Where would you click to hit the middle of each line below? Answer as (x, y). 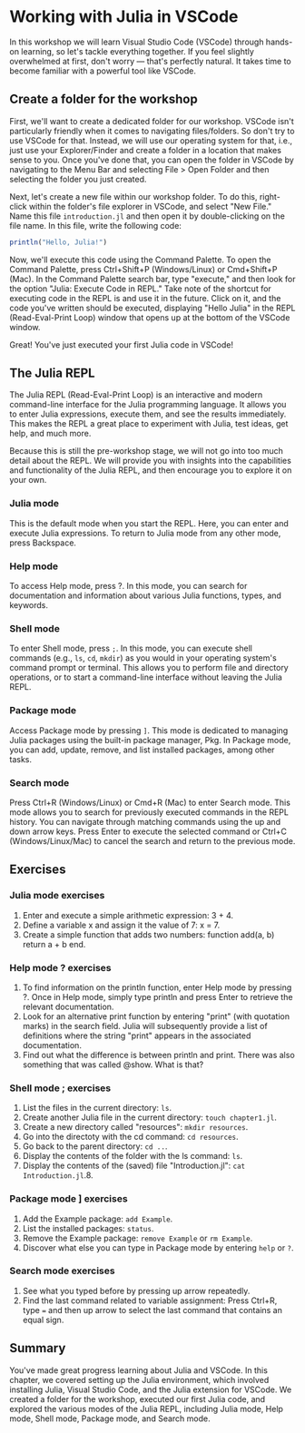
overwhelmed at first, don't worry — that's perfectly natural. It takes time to (151, 61)
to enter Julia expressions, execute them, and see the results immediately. (148, 414)
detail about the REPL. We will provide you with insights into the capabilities (151, 461)
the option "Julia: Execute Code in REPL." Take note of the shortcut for (141, 289)
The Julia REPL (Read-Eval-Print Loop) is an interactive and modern (136, 395)
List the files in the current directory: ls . (97, 1108)
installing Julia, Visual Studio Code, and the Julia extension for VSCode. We (151, 1389)
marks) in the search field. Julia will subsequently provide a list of (145, 1026)
